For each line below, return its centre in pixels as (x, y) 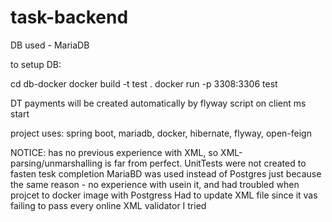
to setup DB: (36, 64)
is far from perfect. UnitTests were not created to (205, 163)
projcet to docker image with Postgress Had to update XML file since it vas (164, 195)
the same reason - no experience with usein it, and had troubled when (155, 184)
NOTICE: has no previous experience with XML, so (114, 152)
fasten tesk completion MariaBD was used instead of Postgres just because (166, 173)
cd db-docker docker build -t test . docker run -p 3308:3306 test (144, 83)
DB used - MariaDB (50, 45)
